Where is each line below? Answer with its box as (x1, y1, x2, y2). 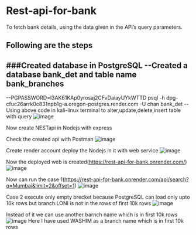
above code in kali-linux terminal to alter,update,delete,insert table (21, 107, 181, 114)
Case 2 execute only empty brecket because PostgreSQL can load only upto (6, 193, 190, 200)
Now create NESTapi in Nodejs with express (6, 124, 112, 131)
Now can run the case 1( (6, 176, 65, 183)
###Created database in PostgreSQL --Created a (6, 60, 188, 70)
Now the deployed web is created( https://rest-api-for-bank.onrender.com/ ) (6, 158, 187, 165)
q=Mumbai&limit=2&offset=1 (6, 182, 75, 189)
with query (6, 113, 32, 120)
